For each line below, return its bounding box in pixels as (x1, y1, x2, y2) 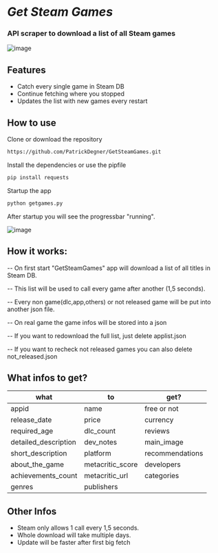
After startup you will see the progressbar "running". (7, 212, 155, 221)
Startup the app (7, 186, 52, 194)
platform (83, 449, 111, 458)
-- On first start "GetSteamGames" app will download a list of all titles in (7, 264, 211, 272)
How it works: (7, 245, 67, 258)
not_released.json (7, 352, 58, 361)
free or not (144, 404, 179, 414)
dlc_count (83, 427, 116, 436)
